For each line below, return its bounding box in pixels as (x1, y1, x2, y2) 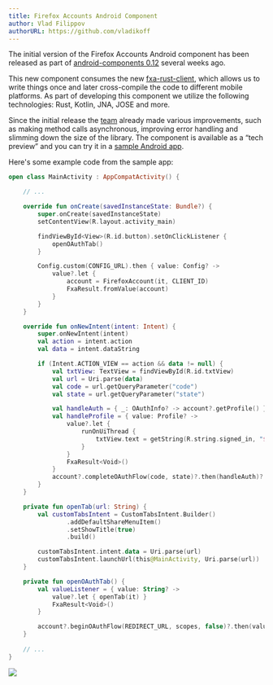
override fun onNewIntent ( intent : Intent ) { (23, 323, 176, 331)
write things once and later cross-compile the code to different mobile (8, 82, 243, 92)
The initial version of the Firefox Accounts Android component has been (8, 50, 249, 59)
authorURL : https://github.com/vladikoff (8, 27, 151, 35)
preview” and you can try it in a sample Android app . (8, 142, 184, 151)
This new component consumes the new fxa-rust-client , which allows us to (8, 74, 261, 84)
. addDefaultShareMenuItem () (66, 518, 162, 526)
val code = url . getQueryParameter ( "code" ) (51, 382, 198, 391)
